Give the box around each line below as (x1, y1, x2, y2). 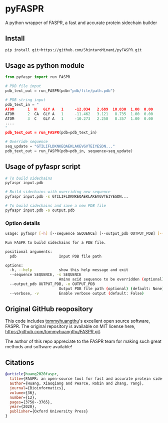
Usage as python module (5, 61, 85, 70)
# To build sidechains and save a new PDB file (5, 203, 106, 208)
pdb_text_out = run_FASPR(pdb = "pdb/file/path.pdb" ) (5, 88, 115, 93)
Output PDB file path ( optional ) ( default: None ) (58, 286, 164, 291)
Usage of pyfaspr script (5, 163, 81, 171)
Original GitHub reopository (5, 305, 93, 314)
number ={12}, (9, 395, 37, 400)
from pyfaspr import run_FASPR (5, 75, 70, 80)
